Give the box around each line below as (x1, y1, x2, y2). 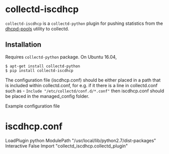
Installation (5, 41, 41, 49)
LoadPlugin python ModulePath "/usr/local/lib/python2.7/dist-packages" (5, 137, 156, 143)
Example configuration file (5, 103, 60, 109)
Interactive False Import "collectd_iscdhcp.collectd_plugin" (5, 143, 128, 149)
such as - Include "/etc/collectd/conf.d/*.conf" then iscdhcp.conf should (5, 88, 164, 94)
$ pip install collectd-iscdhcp (5, 68, 73, 73)
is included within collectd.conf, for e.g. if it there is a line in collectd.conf (5, 82, 158, 88)
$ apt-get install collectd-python (5, 63, 80, 69)
